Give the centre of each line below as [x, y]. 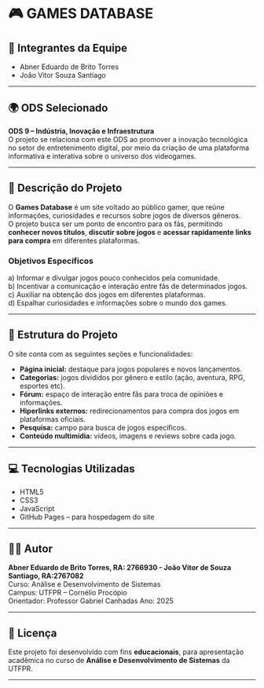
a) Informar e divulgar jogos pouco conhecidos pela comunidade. [114, 277]
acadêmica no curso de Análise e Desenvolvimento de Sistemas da [119, 661]
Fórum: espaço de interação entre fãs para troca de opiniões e [121, 394]
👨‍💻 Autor [31, 549]
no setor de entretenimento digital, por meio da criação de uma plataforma [129, 148]
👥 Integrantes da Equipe [68, 48]
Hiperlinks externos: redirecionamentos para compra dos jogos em [129, 411]
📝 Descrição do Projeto [65, 188]
